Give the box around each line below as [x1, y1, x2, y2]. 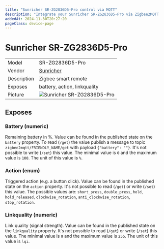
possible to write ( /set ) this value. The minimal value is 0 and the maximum [5, 150, 157, 156]
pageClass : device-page [5, 21, 54, 26]
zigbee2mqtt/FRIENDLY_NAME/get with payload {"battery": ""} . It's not [5, 144, 147, 150]
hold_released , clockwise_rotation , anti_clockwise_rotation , [5, 194, 130, 200]
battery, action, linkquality [39, 83, 99, 90]
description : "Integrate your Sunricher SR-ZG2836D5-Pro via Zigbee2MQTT [5, 12, 160, 17]
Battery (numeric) [5, 123, 49, 129]
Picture [7, 92, 25, 98]
